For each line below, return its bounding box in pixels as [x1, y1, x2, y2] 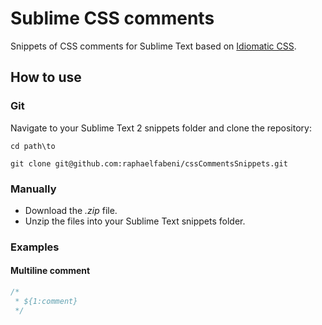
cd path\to [10, 141, 56, 151]
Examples [10, 240, 60, 254]
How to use [10, 69, 82, 86]
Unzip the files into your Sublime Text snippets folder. [24, 215, 246, 227]
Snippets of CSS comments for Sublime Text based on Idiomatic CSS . [10, 40, 297, 52]
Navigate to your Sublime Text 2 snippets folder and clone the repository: [10, 122, 312, 134]
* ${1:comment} [14, 296, 78, 306]
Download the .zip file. [24, 204, 118, 216]
